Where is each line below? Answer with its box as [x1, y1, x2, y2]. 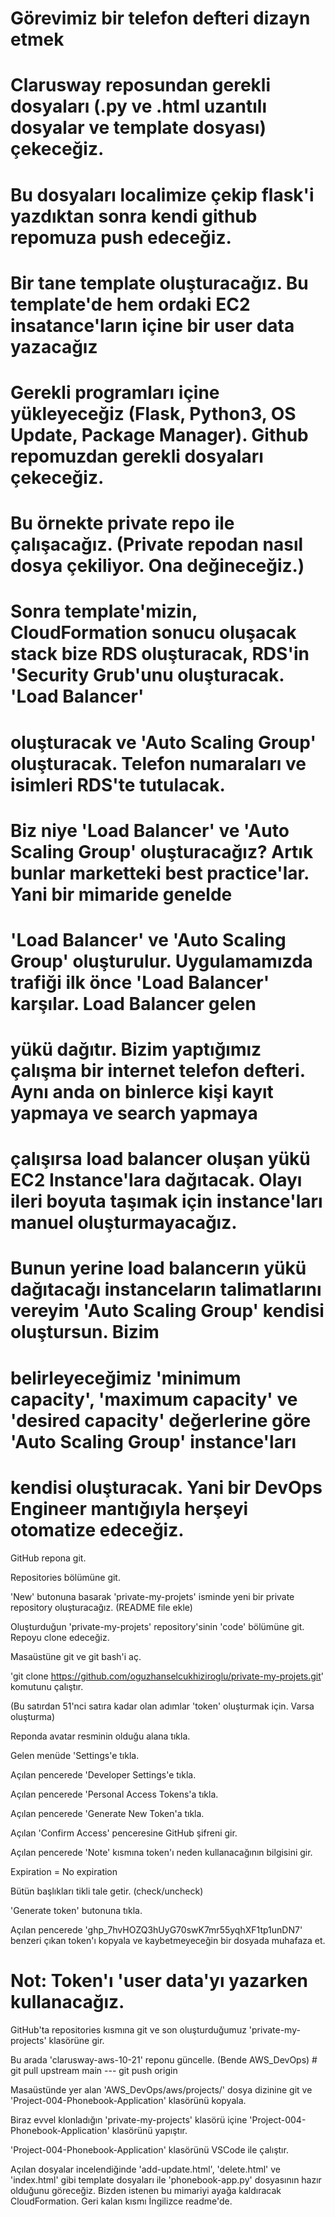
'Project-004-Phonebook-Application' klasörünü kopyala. [10, 2094, 247, 2106]
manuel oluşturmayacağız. [10, 1212, 238, 1234]
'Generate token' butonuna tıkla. [10, 1904, 143, 1916]
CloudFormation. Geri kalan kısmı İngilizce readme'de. [10, 2195, 233, 2207]
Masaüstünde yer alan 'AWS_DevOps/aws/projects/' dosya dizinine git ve [10, 2083, 313, 2096]
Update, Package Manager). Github [10, 423, 309, 446]
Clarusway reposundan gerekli [10, 74, 271, 97]
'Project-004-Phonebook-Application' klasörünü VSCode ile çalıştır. [10, 2143, 289, 2156]
